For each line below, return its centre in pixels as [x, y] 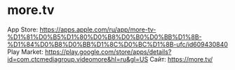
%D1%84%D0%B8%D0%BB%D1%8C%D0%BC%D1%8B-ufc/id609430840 [117, 44]
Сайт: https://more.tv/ [181, 59]
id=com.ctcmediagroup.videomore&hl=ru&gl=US [78, 59]
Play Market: [25, 52]
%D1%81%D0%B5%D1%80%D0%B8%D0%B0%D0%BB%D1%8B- [105, 36]
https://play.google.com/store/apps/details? [108, 52]
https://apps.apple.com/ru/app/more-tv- [98, 29]
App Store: [23, 29]
